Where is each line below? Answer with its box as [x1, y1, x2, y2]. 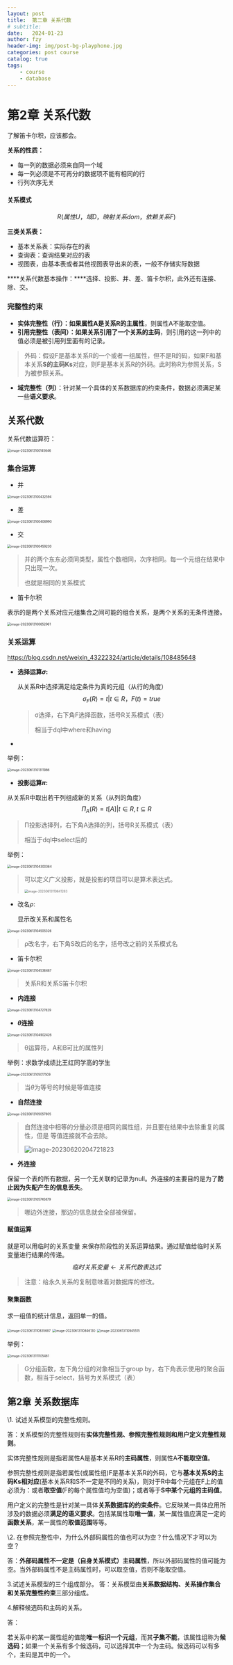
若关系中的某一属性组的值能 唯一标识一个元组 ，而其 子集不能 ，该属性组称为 [7, 1633, 220, 1641]
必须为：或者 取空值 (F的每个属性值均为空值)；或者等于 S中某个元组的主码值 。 [7, 1486, 226, 1494]
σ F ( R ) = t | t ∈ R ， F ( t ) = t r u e [82, 695, 161, 705]
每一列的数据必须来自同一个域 [17, 161, 103, 169]
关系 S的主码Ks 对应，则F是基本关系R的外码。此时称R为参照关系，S [30, 360, 222, 368]
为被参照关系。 [24, 368, 67, 377]
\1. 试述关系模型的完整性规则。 [7, 1416, 95, 1424]
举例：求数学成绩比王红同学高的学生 [7, 1058, 111, 1066]
